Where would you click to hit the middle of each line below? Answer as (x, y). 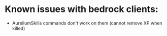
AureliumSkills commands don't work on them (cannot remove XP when (87, 23)
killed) (19, 28)
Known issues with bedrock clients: (81, 9)
